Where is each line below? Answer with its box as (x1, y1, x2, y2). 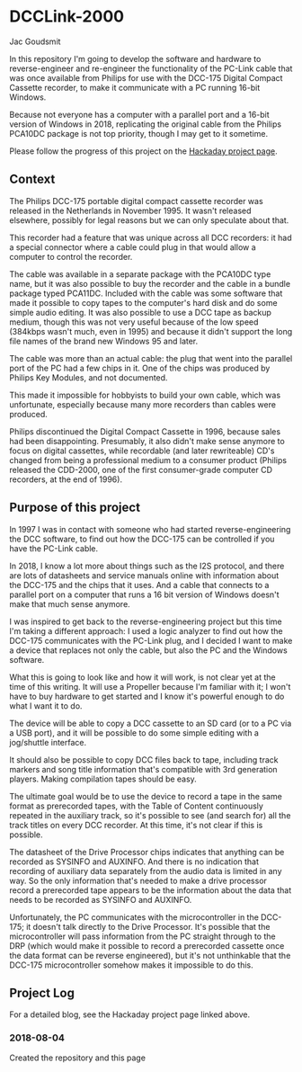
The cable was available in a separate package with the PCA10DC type (9, 268, 271, 280)
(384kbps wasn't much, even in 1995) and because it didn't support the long (9, 326, 293, 336)
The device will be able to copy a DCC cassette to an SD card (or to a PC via (9, 718, 292, 728)
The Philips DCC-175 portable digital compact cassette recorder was (9, 195, 263, 206)
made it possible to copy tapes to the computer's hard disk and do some (9, 297, 278, 308)
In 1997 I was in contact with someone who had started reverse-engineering (9, 523, 291, 534)
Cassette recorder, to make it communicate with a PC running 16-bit (9, 82, 261, 93)
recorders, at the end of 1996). (9, 474, 123, 485)
